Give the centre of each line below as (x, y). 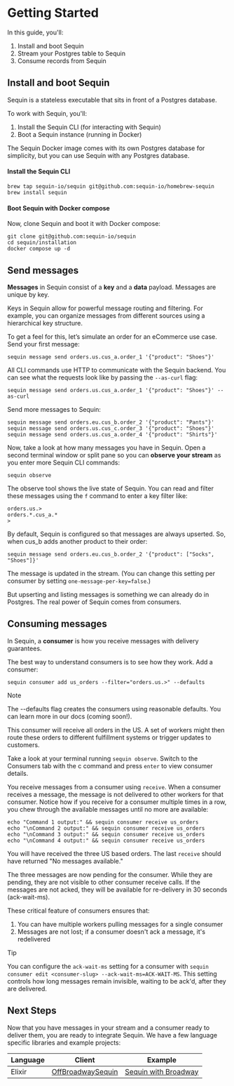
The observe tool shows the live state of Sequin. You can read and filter (110, 488)
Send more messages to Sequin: (54, 409)
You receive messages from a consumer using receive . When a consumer (114, 786)
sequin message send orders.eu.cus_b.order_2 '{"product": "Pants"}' (111, 422)
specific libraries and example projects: (64, 1043)
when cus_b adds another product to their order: (77, 541)
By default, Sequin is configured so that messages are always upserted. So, (117, 534)
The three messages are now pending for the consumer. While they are (110, 874)
